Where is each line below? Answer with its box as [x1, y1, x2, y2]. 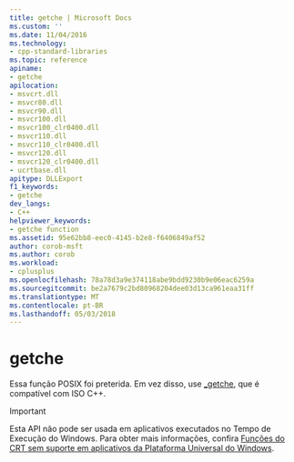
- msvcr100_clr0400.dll [9, 124, 100, 133]
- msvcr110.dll [9, 132, 67, 141]
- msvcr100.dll [9, 115, 67, 124]
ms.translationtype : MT [9, 292, 100, 301]
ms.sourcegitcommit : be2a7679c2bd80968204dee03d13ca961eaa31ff [9, 284, 255, 293]
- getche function [9, 225, 79, 234]
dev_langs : [9, 199, 51, 209]
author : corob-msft [9, 242, 84, 251]
